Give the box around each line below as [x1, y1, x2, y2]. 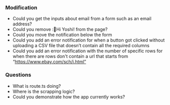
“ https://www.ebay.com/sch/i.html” [12, 59, 87, 65]
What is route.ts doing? [12, 83, 61, 89]
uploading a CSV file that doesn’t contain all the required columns [12, 43, 150, 49]
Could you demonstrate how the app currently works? [12, 93, 125, 100]
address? [12, 21, 32, 27]
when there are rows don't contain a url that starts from [12, 53, 128, 59]
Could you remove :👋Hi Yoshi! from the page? [12, 26, 108, 32]
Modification [5, 4, 38, 11]
